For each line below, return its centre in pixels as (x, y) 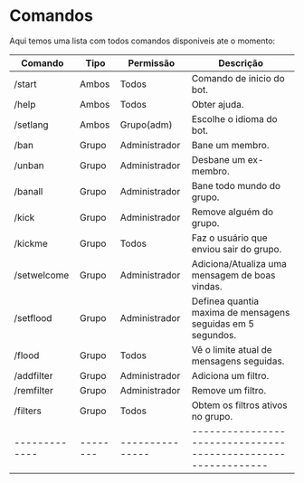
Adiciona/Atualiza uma (239, 263)
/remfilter (34, 390)
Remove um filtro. (229, 390)
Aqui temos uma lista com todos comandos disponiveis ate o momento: (142, 41)
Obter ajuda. (218, 104)
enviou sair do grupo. (237, 249)
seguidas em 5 (223, 324)
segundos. (214, 335)
